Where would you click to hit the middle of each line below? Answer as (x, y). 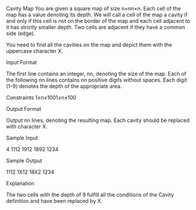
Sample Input (22, 138)
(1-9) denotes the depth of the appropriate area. (64, 86)
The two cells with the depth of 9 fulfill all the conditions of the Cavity (90, 195)
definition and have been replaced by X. (54, 201)
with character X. (27, 126)
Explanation (20, 183)
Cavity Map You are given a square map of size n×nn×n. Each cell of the (93, 9)
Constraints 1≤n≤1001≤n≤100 (41, 97)
